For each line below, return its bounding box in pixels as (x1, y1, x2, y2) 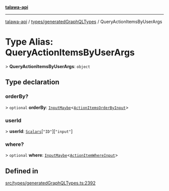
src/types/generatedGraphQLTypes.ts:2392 (5, 180, 96, 186)
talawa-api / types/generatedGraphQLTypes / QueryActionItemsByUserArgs (5, 19, 162, 25)
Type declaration (5, 78, 59, 87)
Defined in (5, 166, 39, 175)
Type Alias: (5, 36, 54, 48)
